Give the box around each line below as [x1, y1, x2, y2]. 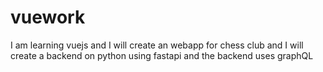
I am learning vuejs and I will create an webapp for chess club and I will [10, 39, 304, 51]
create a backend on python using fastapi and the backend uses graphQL [10, 49, 314, 61]
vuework [10, 6, 86, 29]
